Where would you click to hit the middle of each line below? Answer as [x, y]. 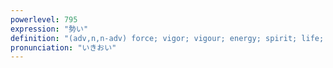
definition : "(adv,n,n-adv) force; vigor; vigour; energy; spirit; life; [167, 38]
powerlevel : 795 [44, 19]
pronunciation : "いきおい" [63, 47]
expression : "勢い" [49, 29]
